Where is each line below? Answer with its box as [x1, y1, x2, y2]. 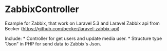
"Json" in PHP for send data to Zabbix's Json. [5, 40, 101, 46]
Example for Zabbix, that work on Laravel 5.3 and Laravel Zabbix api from [5, 20, 160, 26]
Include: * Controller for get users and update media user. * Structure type [5, 35, 162, 41]
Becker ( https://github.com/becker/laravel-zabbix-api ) [5, 25, 120, 31]
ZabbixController [5, 4, 79, 15]
